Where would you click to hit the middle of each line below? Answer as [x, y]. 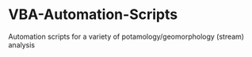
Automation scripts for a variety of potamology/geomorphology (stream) [126, 36]
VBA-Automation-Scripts [93, 15]
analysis [22, 44]
